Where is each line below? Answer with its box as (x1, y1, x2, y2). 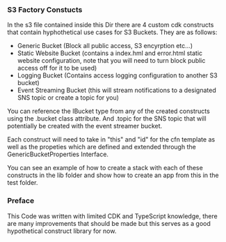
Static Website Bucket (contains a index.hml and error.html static (17, 49, 203, 57)
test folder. (7, 179, 38, 187)
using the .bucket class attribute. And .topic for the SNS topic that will (7, 114, 207, 123)
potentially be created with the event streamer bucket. (7, 122, 163, 130)
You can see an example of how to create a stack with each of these (7, 164, 203, 172)
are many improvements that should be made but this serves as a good (7, 219, 211, 227)
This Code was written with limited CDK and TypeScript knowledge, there (7, 211, 218, 220)
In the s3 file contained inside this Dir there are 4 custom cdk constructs (7, 21, 214, 29)
